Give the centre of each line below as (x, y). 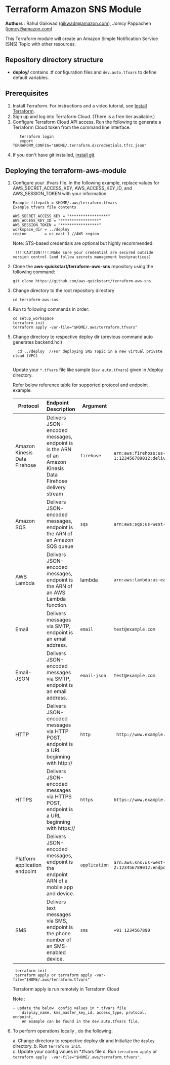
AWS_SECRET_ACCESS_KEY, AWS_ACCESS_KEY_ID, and (72, 188)
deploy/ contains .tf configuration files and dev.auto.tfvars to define (84, 72)
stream (55, 494)
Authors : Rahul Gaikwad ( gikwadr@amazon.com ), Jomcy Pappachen (78, 23)
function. (57, 605)
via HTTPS (59, 797)
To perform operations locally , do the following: (62, 1031)
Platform (25, 859)
